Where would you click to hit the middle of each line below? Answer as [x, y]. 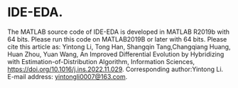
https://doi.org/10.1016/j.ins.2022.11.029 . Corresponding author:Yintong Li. [115, 69]
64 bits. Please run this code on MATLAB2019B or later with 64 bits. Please [117, 39]
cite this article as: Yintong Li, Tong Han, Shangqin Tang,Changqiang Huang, [119, 46]
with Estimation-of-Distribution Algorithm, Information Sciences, [101, 61]
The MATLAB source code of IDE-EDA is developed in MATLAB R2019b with [118, 32]
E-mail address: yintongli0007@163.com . [67, 76]
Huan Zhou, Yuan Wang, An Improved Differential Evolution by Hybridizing [116, 54]
